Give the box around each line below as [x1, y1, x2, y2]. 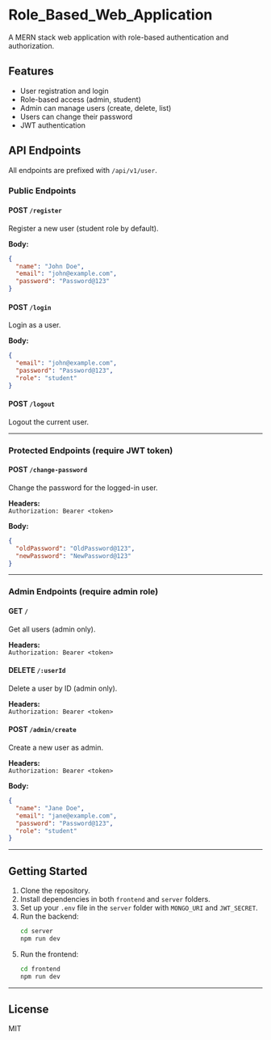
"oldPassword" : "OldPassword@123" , [15, 544, 135, 552]
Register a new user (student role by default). [8, 223, 159, 233]
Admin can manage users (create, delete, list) [19, 103, 172, 112]
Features [8, 65, 54, 78]
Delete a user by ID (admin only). [8, 683, 118, 693]
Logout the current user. [8, 416, 90, 426]
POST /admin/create [8, 725, 77, 734]
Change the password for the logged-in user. [8, 483, 159, 493]
